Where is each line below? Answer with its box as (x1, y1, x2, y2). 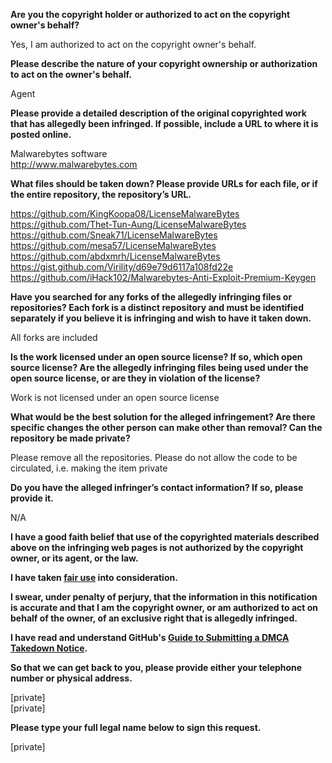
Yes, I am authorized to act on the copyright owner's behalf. (10, 39, 257, 50)
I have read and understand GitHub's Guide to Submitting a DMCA (10, 632, 290, 643)
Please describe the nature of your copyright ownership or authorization (10, 58, 318, 69)
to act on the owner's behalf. (10, 69, 132, 80)
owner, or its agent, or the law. (10, 552, 139, 564)
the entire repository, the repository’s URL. (10, 189, 192, 200)
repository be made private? (10, 432, 131, 444)
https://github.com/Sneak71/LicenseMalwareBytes (10, 229, 218, 241)
